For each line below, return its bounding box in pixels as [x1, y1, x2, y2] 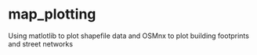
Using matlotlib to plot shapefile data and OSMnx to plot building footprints [8, 31, 249, 40]
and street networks [8, 39, 73, 48]
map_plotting [8, 5, 96, 23]
